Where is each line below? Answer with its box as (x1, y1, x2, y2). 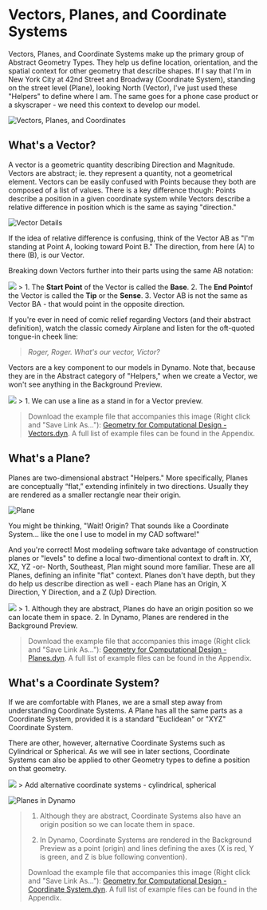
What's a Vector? (8, 138, 96, 153)
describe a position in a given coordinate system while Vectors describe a (8, 193, 251, 203)
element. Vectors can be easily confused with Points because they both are (8, 177, 257, 186)
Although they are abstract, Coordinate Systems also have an (39, 811, 241, 821)
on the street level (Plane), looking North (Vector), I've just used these (8, 82, 238, 93)
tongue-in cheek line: (8, 332, 78, 341)
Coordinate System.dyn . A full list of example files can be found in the (27, 884, 257, 894)
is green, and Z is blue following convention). (39, 852, 187, 862)
